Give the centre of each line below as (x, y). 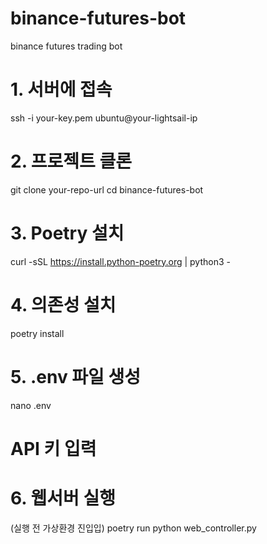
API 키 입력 (53, 448)
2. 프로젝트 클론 (71, 161)
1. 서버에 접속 (61, 89)
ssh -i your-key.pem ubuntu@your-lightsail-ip (104, 118)
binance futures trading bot (66, 46)
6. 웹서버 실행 (63, 498)
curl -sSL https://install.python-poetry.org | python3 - (120, 261)
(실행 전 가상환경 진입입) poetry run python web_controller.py (133, 528)
